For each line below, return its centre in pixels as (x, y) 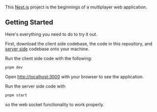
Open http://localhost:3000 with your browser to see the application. (74, 77)
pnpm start (16, 95)
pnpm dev (14, 67)
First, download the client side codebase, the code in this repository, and (79, 44)
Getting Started (29, 22)
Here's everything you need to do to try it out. (51, 34)
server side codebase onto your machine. (47, 49)
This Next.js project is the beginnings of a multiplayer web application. (76, 7)
